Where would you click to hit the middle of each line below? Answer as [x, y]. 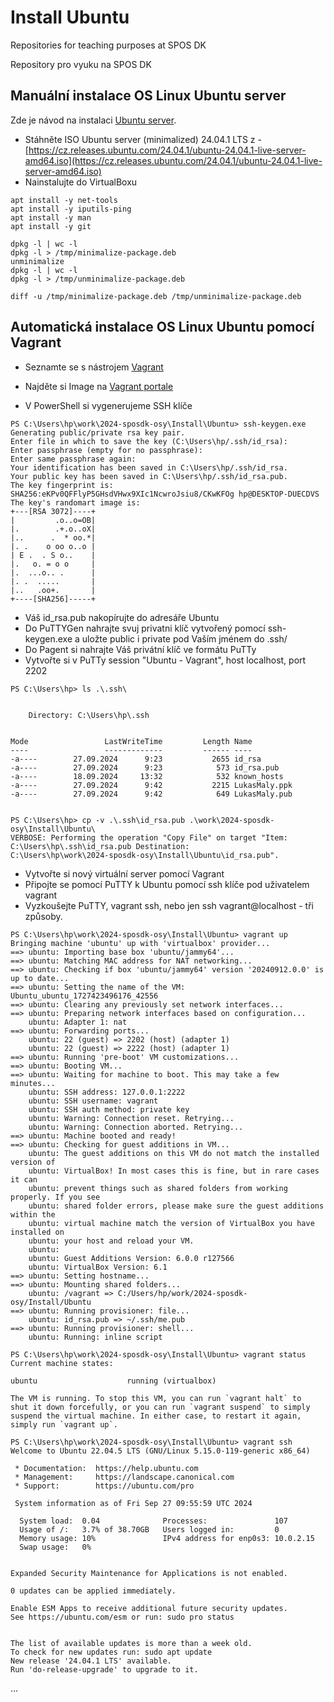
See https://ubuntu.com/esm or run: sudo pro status [122, 1617]
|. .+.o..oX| [53, 529]
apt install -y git [51, 226]
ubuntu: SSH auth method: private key [109, 1109]
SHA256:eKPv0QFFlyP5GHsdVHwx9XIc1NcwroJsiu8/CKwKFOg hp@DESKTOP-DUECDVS [165, 494]
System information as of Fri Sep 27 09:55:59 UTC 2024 [133, 1503]
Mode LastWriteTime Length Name [131, 741]
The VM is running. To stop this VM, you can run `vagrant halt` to [156, 1398]
